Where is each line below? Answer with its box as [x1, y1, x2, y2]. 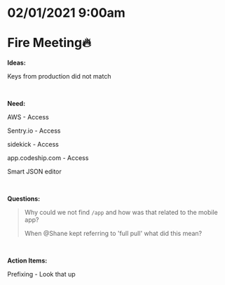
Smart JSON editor [7, 167, 62, 175]
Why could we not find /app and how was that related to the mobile [24, 208, 219, 216]
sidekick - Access [7, 140, 60, 148]
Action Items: [7, 256, 48, 265]
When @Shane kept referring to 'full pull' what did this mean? [24, 229, 203, 237]
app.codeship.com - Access [7, 153, 89, 162]
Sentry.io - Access [7, 126, 61, 135]
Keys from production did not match [7, 72, 111, 80]
